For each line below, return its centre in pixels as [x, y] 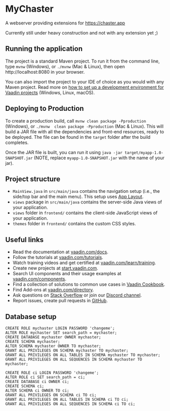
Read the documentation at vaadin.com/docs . [60, 252]
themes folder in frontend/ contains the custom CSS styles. [74, 224]
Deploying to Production [45, 109]
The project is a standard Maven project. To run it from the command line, [83, 61]
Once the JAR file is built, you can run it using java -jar [64, 152]
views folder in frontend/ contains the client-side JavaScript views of [85, 213]
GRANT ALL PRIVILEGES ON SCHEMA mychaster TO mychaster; [67, 350]
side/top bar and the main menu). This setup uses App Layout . [78, 197]
